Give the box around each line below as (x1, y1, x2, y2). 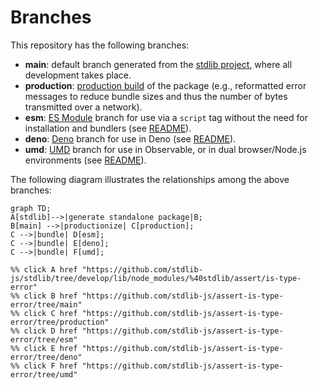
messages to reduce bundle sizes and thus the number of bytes (24, 90, 288, 102)
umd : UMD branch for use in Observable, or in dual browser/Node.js (24, 143, 307, 155)
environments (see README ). (24, 154, 147, 166)
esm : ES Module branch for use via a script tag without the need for (24, 111, 308, 123)
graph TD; (10, 203, 52, 213)
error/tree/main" (10, 299, 83, 310)
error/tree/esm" (10, 334, 78, 345)
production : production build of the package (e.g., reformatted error (24, 79, 307, 91)
